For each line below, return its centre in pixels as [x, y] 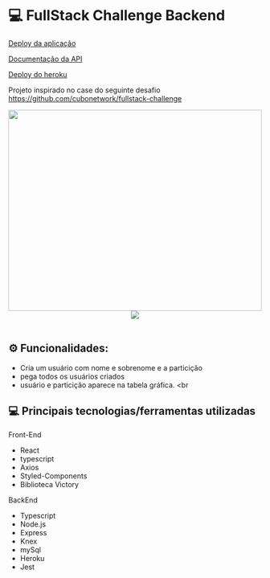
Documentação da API [45, 59]
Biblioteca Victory [49, 484]
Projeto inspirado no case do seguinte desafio [84, 90]
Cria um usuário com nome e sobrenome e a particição [111, 367]
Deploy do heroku [38, 74]
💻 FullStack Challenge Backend [117, 16]
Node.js [33, 524]
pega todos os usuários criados [72, 376]
